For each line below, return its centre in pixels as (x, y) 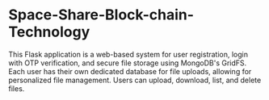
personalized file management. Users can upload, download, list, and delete (135, 80)
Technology (49, 32)
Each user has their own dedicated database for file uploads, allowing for (130, 71)
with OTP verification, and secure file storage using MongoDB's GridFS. (128, 63)
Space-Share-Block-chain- (101, 15)
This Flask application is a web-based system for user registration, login (128, 54)
